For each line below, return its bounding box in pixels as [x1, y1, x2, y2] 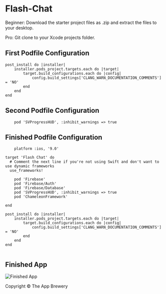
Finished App [5, 260, 47, 269]
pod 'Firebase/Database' [14, 186, 66, 191]
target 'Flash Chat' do [5, 155, 55, 160]
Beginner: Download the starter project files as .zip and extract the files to [5, 19, 157, 25]
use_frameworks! [9, 168, 43, 173]
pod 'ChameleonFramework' [14, 194, 68, 200]
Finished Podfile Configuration [5, 133, 103, 141]
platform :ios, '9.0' [14, 146, 59, 151]
